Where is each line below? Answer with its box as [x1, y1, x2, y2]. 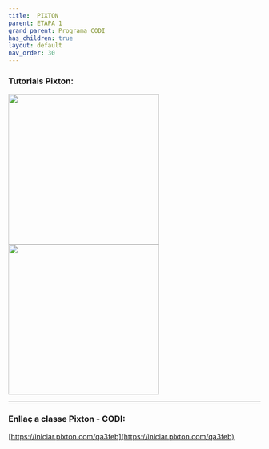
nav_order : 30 [8, 49, 56, 57]
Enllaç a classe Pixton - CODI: [8, 414, 126, 425]
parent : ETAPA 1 [8, 19, 62, 27]
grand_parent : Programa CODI [8, 26, 106, 34]
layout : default [8, 42, 62, 50]
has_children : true [8, 34, 74, 42]
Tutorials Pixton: [8, 75, 74, 87]
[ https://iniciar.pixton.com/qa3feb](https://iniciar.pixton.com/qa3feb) [8, 431, 235, 441]
